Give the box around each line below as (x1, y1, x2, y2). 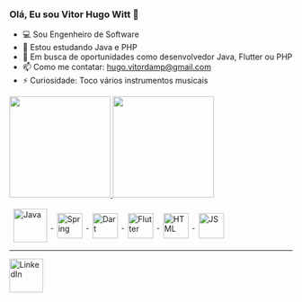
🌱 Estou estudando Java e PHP (22, 42, 138, 53)
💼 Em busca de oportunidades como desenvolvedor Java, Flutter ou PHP (22, 51, 293, 62)
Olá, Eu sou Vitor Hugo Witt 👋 (9, 8, 139, 21)
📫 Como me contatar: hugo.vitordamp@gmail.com (22, 62, 212, 73)
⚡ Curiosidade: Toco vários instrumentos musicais (22, 75, 209, 86)
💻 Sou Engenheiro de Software (22, 29, 139, 40)
